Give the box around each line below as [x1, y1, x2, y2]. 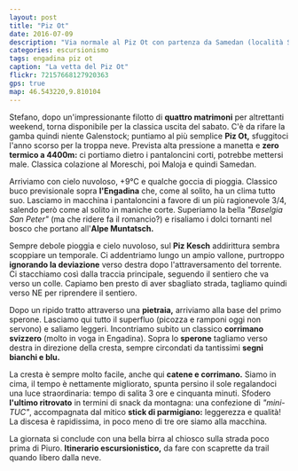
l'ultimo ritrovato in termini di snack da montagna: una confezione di [9, 396, 262, 408]
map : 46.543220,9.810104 [9, 87, 101, 96]
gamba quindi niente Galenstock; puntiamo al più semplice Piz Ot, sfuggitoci [9, 130, 289, 141]
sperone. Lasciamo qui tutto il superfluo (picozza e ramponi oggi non [9, 314, 262, 325]
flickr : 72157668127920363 [9, 71, 109, 80]
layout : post [9, 12, 58, 22]
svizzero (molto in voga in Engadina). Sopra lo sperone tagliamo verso [9, 333, 268, 343]
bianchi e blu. [9, 351, 60, 362]
